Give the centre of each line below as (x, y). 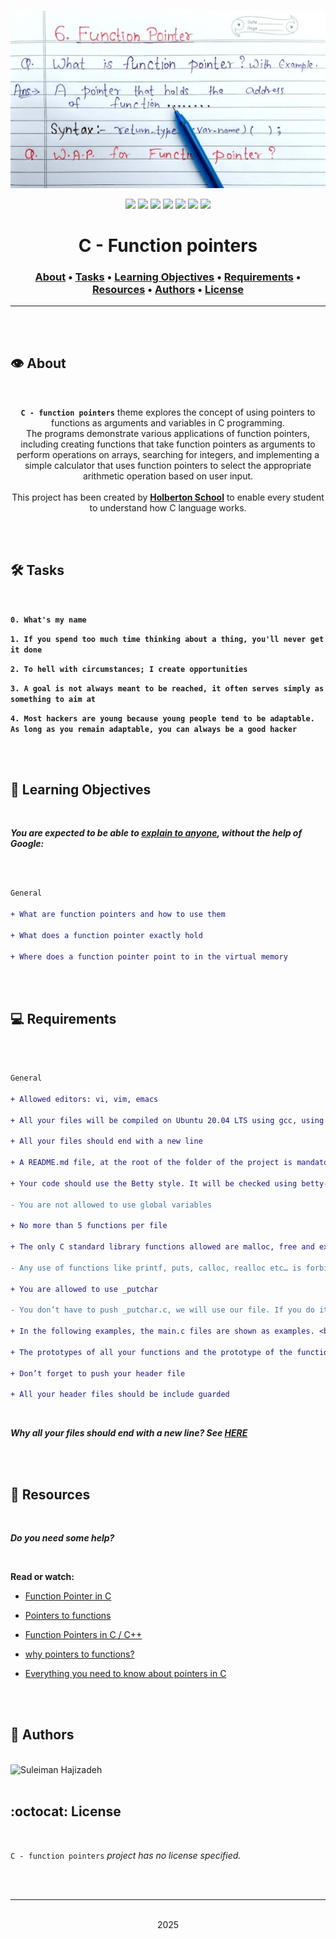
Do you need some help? (62, 1538)
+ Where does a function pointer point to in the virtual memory (149, 956)
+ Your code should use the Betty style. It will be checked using (154, 1183)
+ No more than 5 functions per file (89, 1226)
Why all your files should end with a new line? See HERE (129, 1433)
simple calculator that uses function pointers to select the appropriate (168, 465)
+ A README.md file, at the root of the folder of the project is (151, 1163)
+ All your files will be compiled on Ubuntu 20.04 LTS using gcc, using (167, 1120)
